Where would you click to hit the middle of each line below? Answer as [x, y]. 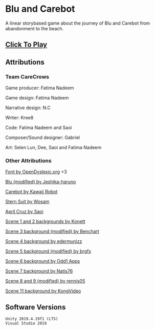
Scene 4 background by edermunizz [44, 241]
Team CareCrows [27, 76]
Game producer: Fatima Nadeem [40, 88]
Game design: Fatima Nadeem [37, 98]
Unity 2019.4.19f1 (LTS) [32, 319]
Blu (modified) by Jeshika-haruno [41, 182]
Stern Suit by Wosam [27, 202]
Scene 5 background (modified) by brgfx [48, 251]
